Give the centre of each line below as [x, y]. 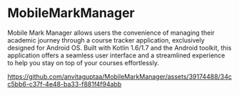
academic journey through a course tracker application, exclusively [106, 40]
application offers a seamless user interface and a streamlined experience [116, 55]
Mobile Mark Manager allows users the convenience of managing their [111, 33]
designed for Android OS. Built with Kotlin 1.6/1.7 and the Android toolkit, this [119, 47]
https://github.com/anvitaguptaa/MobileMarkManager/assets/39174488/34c [119, 77]
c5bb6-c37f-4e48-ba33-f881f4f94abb [65, 84]
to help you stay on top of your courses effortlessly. [83, 62]
